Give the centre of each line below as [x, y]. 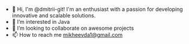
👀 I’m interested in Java [41, 22]
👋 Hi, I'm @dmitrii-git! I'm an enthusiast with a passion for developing [97, 9]
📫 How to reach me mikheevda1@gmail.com [67, 35]
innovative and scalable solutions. [54, 15]
